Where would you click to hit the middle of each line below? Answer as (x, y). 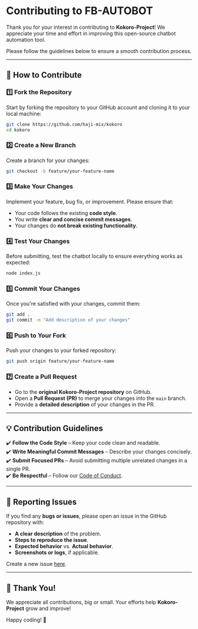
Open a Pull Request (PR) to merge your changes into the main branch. (100, 398)
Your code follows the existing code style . (66, 213)
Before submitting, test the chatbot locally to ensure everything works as (94, 256)
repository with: (25, 522)
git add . (18, 314)
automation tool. (26, 39)
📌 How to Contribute (44, 75)
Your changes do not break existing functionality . (76, 226)
